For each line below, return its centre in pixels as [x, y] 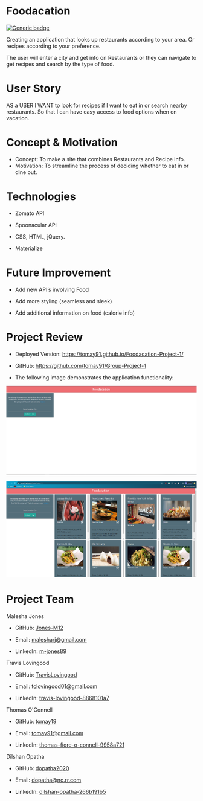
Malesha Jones [25, 616]
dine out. [26, 172]
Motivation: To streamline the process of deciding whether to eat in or [102, 166]
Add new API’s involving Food [52, 289]
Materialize [29, 248]
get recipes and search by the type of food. [60, 64]
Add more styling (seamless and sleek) [63, 301]
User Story [34, 88]
